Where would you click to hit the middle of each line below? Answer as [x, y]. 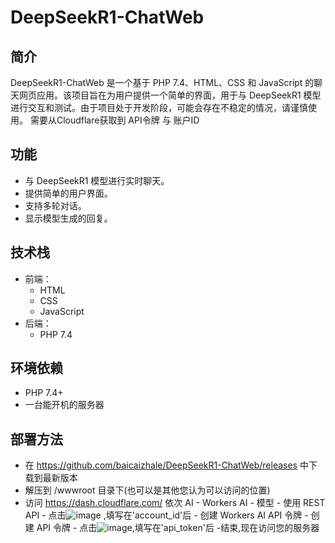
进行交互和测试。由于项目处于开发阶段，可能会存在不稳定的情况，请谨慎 [159, 107]
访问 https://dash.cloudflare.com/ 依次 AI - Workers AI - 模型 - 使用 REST [175, 503]
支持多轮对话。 [55, 205]
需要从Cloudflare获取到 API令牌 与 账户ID [114, 120]
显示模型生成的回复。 [68, 218]
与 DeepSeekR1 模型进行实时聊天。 [97, 180]
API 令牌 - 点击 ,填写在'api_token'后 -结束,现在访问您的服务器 [178, 528]
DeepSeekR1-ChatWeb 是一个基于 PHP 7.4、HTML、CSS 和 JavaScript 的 [162, 82]
